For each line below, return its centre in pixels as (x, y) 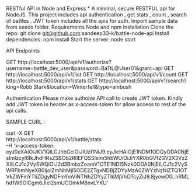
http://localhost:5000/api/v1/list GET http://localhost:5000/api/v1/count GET (97, 74)
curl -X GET (20, 133)
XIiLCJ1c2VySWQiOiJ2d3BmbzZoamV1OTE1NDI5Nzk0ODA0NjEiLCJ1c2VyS (97, 164)
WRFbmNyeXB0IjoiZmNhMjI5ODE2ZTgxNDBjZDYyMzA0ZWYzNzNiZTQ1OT (97, 170)
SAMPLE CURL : (26, 122)
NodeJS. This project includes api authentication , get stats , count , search (97, 15)
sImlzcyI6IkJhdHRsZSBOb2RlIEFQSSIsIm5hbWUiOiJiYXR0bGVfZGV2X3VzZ (97, 158)
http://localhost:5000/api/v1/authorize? (65, 62)
